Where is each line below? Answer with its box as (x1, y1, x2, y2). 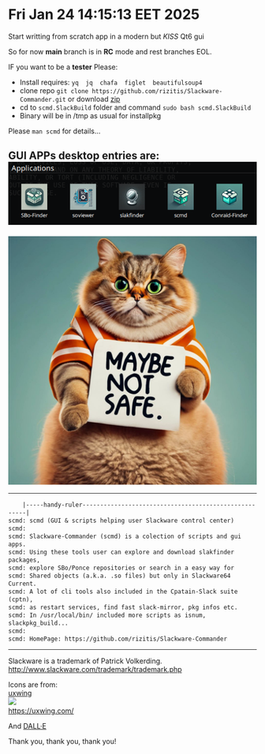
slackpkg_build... (8, 619, 69, 627)
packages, (8, 556, 41, 564)
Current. (8, 580, 37, 588)
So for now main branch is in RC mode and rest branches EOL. (8, 47, 212, 56)
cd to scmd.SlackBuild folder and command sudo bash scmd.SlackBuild (19, 103, 252, 112)
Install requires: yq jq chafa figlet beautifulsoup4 (19, 77, 203, 87)
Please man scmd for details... (8, 126, 101, 136)
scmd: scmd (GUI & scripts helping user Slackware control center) (8, 517, 235, 524)
